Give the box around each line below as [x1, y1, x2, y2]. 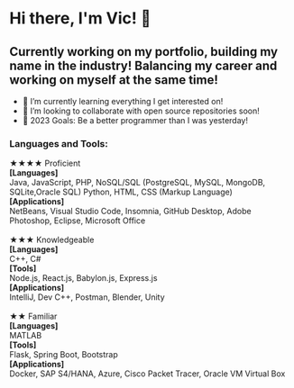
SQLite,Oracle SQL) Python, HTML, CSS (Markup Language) [9, 186, 233, 197]
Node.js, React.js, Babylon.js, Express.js [9, 273, 158, 284]
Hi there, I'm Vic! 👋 [9, 8, 152, 29]
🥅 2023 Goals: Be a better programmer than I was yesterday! [22, 115, 248, 125]
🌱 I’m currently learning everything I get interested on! [22, 96, 224, 106]
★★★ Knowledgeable [9, 234, 95, 246]
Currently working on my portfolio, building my [9, 44, 278, 59]
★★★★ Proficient [9, 158, 81, 169]
